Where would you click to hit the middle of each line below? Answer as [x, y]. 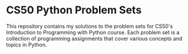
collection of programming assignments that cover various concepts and [94, 38]
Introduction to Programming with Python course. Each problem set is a [93, 32]
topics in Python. [27, 45]
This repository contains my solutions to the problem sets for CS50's [90, 26]
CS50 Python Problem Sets [74, 10]
